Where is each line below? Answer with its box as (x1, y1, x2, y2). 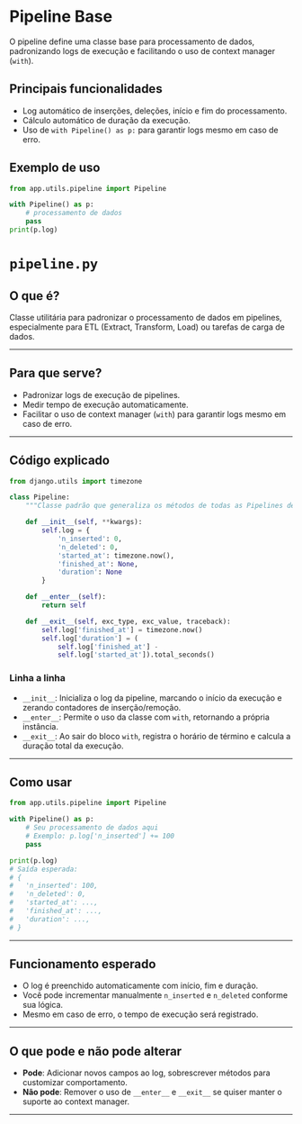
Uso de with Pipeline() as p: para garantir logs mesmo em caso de (22, 124, 279, 135)
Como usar (9, 775, 73, 790)
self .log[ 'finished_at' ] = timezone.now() (41, 625, 203, 634)
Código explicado (9, 453, 111, 468)
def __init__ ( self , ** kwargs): (25, 518, 143, 527)
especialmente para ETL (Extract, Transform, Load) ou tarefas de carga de (9, 322, 285, 332)
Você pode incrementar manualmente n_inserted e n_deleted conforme (22, 990, 289, 1001)
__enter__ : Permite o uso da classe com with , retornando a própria (22, 712, 270, 722)
